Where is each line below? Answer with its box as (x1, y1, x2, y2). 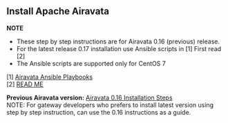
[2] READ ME (6, 79, 44, 88)
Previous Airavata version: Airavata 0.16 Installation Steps (6, 93, 173, 102)
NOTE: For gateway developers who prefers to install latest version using (6, 100, 214, 109)
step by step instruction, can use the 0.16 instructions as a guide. (6, 108, 191, 116)
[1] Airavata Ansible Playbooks (6, 73, 93, 81)
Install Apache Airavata (6, 6, 110, 17)
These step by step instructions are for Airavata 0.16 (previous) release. (16, 37, 220, 46)
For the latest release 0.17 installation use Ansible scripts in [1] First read (16, 44, 222, 53)
